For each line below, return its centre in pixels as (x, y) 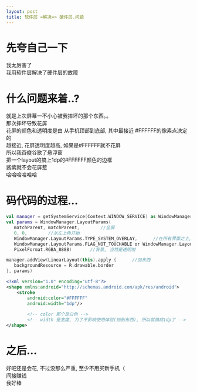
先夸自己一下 (37, 48)
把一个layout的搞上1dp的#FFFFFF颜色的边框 (59, 160)
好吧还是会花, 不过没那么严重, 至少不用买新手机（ (65, 368)
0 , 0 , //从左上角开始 (47, 233)
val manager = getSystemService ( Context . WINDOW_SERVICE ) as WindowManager (99, 217)
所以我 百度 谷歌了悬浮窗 (34, 153)
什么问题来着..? (43, 98)
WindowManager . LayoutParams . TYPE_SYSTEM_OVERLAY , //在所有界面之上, (103, 239)
